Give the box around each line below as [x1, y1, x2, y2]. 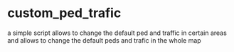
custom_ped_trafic [7, 5, 122, 21]
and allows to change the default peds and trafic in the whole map [7, 36, 201, 44]
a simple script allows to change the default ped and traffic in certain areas [7, 28, 228, 37]
